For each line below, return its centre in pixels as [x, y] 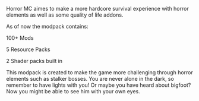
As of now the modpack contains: [47, 26]
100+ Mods [20, 38]
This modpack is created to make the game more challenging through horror [99, 72]
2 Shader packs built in [34, 61]
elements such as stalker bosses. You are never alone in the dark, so [90, 79]
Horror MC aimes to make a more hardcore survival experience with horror [97, 9]
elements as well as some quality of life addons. [65, 15]
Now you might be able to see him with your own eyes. [73, 91]
